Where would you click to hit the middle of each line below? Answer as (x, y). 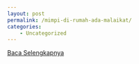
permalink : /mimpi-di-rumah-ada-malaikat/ (69, 20)
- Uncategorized (43, 33)
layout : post (26, 14)
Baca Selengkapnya (36, 53)
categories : (24, 26)
